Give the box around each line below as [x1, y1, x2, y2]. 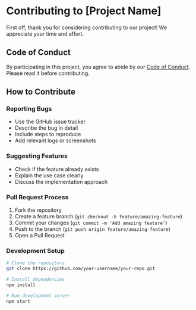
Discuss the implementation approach [14, 178, 108, 185]
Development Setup [6, 246, 65, 255]
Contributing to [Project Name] [6, 4, 162, 18]
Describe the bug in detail [14, 124, 78, 131]
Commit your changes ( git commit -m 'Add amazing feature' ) [14, 219, 167, 227]
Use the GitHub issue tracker [14, 118, 86, 126]
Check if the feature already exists [14, 165, 99, 173]
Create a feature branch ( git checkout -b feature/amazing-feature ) [14, 213, 183, 220]
